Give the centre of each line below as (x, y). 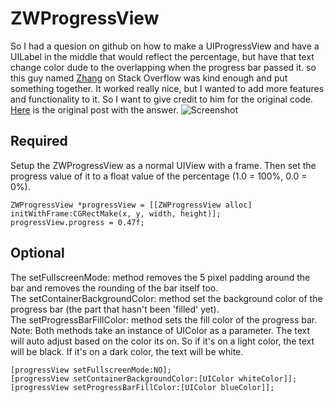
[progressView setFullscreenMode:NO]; (91, 370)
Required (39, 141)
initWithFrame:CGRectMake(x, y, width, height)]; (116, 213)
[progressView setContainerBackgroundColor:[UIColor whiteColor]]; (154, 378)
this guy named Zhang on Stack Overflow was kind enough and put (149, 78)
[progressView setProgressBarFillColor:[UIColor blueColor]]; (142, 387)
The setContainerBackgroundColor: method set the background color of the (166, 298)
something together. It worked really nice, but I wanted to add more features (167, 88)
